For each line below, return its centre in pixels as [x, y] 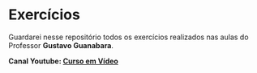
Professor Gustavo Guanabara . [61, 45]
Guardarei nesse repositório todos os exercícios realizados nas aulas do [128, 37]
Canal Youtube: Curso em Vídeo [64, 61]
